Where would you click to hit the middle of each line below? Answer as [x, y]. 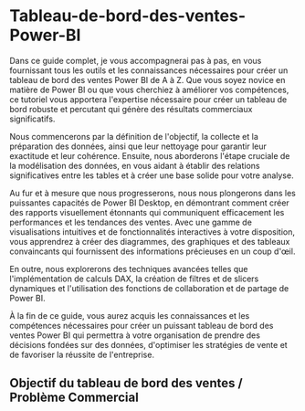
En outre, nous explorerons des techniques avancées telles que [129, 269]
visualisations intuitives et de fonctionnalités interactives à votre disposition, [152, 232]
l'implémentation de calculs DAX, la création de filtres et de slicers [134, 279]
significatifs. [32, 119]
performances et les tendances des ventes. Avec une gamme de [131, 222]
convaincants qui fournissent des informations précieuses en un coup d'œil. [152, 251]
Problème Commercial [74, 398]
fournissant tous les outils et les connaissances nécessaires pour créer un [149, 70]
